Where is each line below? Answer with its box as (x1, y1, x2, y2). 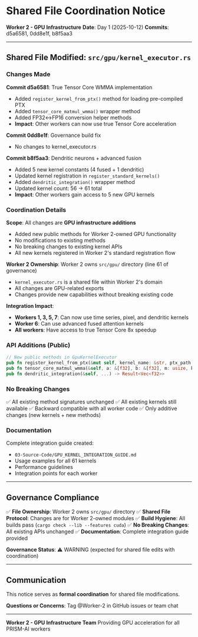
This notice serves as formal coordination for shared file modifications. (6, 590, 180, 597)
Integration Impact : (6, 302, 54, 309)
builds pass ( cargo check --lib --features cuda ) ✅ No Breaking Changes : (6, 521, 190, 528)
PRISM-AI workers (6, 625, 51, 632)
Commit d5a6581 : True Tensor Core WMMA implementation (6, 84, 153, 91)
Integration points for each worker (14, 470, 98, 477)
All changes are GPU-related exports (14, 284, 104, 291)
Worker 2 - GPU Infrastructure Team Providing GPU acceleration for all (6, 619, 180, 626)
